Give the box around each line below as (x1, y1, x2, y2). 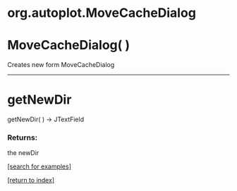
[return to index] (7, 176, 55, 185)
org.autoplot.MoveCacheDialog (7, 5, 196, 21)
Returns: (7, 133, 38, 142)
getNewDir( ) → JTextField (7, 115, 85, 124)
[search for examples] (7, 162, 72, 171)
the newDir (7, 149, 39, 157)
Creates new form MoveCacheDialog (7, 61, 115, 69)
